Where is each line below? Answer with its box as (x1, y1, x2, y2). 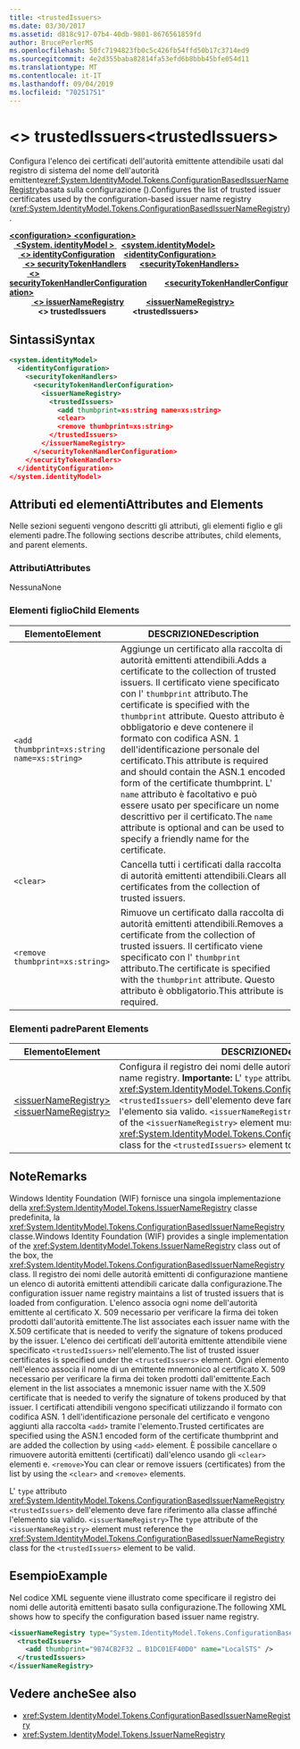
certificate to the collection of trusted (120, 665, 277, 677)
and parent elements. (9, 540, 87, 551)
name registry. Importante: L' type (119, 1072, 263, 1084)
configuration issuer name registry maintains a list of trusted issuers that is (9, 1288, 284, 1299)
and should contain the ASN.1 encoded (120, 765, 286, 778)
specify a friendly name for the (120, 832, 250, 845)
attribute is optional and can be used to (120, 821, 285, 834)
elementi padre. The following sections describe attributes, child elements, (9, 530, 281, 541)
